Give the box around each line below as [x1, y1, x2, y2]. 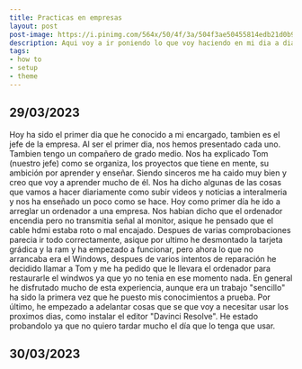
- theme [9, 72, 39, 81]
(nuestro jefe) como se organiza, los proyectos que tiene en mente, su [9, 157, 270, 168]
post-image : [9, 30, 54, 39]
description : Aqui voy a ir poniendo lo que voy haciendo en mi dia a [9, 38, 280, 48]
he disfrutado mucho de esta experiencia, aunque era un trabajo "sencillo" [9, 282, 286, 292]
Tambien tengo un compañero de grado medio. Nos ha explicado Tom [9, 148, 269, 158]
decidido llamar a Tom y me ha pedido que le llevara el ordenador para [9, 263, 271, 274]
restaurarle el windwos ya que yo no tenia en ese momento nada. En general [9, 272, 293, 283]
